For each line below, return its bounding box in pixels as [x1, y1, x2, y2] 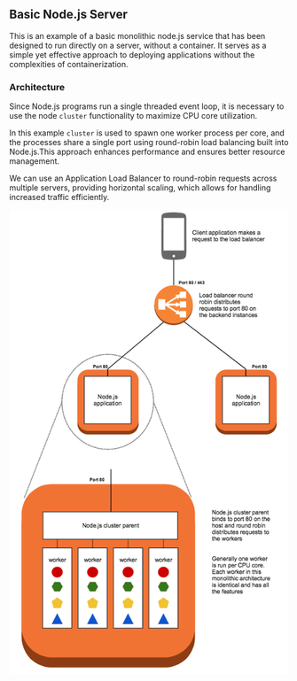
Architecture [9, 81, 66, 93]
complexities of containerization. [9, 58, 129, 69]
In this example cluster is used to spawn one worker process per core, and [9, 128, 285, 138]
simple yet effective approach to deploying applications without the [9, 49, 255, 60]
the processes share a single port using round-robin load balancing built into [9, 137, 289, 148]
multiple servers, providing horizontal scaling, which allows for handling [9, 182, 271, 193]
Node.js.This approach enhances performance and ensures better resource [9, 146, 285, 158]
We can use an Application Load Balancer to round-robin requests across [9, 173, 277, 184]
